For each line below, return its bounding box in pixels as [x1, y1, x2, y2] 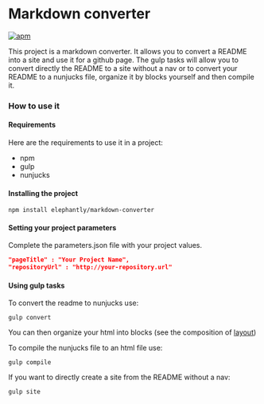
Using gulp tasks [8, 280, 65, 290]
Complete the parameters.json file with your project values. [8, 241, 203, 250]
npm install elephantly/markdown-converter [8, 206, 155, 214]
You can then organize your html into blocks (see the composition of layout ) [8, 328, 257, 337]
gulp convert [8, 314, 52, 322]
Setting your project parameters [8, 222, 117, 232]
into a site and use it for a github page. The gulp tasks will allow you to [8, 55, 239, 65]
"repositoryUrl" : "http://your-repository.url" [8, 264, 173, 272]
